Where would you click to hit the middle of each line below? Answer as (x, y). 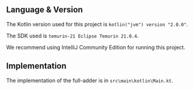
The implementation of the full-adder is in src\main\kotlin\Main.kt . (90, 80)
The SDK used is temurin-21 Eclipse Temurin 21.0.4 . (72, 36)
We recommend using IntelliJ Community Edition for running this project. (96, 47)
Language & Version (45, 10)
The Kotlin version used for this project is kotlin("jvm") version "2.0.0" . (97, 24)
